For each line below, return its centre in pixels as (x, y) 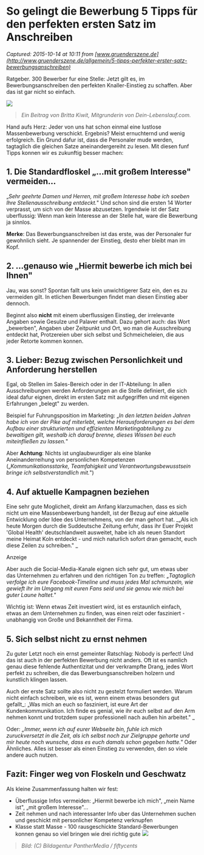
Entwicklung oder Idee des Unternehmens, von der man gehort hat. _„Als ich (102, 520)
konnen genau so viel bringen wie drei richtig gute (78, 834)
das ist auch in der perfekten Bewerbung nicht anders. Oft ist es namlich (97, 660)
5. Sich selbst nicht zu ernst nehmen (77, 639)
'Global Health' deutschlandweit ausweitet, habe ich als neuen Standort (96, 532)
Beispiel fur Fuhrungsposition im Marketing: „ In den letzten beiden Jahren (98, 415)
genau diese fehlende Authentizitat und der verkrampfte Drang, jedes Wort (100, 667)
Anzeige (17, 557)
